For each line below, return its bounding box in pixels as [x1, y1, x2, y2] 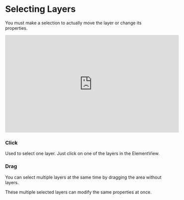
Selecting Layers [5, 3, 76, 15]
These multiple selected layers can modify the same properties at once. [5, 189, 152, 195]
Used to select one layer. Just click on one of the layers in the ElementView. [5, 150, 160, 156]
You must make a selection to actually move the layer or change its [5, 20, 142, 26]
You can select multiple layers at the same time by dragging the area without [5, 174, 162, 180]
